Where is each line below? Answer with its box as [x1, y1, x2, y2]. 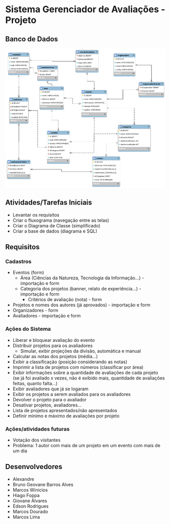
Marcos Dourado [12, 508, 48, 514]
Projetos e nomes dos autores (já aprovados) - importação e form [12, 302, 151, 308]
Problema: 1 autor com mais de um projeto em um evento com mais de [12, 443, 160, 449]
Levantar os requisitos [12, 212, 60, 218]
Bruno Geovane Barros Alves [12, 481, 74, 487]
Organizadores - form [12, 307, 59, 313]
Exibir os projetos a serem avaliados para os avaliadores [12, 391, 131, 397]
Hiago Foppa [12, 492, 40, 498]
